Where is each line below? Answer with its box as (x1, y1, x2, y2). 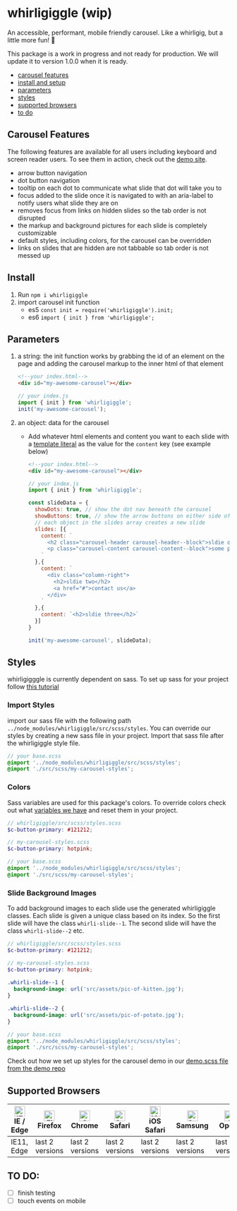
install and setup (17, 78, 66, 86)
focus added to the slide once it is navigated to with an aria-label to (17, 191, 214, 199)
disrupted (17, 213, 46, 222)
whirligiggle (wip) (7, 5, 113, 21)
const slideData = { (28, 499, 89, 506)
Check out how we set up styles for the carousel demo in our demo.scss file (7, 1057, 229, 1066)
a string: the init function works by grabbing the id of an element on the (17, 352, 225, 361)
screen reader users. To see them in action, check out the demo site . (7, 155, 207, 163)
